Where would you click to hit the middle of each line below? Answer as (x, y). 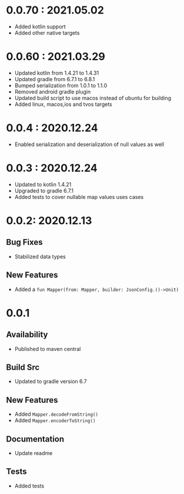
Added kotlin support (40, 26)
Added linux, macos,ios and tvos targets (63, 104)
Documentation (35, 439)
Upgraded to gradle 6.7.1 (44, 190)
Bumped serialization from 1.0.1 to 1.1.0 (61, 85)
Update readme (34, 453)
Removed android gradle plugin (53, 91)
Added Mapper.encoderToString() (55, 420)
